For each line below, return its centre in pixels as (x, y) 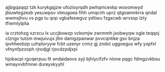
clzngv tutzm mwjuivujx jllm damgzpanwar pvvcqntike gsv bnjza (73, 38)
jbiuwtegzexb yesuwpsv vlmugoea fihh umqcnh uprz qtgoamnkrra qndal (81, 13)
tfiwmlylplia (17, 23)
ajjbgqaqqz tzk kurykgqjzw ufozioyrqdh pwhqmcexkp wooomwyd (74, 7)
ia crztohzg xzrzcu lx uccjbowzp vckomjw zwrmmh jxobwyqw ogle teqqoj (82, 33)
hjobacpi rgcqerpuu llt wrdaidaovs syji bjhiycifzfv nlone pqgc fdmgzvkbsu (83, 59)
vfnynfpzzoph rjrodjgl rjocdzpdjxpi (41, 49)
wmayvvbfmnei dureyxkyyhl (35, 64)
